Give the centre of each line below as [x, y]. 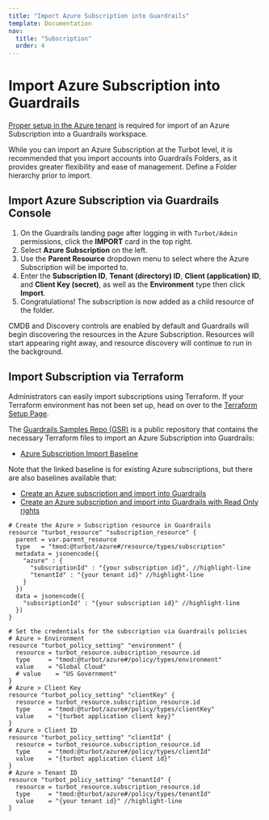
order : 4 [30, 46]
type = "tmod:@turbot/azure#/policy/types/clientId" [113, 751]
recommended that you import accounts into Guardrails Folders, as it [123, 158]
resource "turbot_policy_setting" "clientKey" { [92, 695]
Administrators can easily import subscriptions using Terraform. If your [126, 396]
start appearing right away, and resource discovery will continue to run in [130, 343]
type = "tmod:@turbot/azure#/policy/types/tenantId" [113, 794]
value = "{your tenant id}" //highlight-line [99, 801]
